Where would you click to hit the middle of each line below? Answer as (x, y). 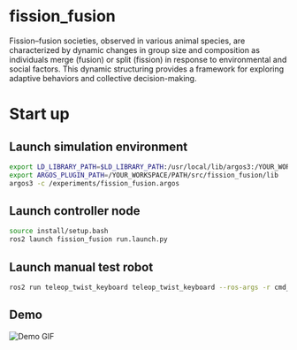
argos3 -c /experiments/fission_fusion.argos (94, 183)
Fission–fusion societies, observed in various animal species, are (127, 41)
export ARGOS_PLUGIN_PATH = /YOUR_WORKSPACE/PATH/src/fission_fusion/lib (144, 175)
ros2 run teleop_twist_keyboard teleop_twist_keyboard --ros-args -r (140, 287)
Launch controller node (75, 211)
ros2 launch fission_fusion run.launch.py (88, 240)
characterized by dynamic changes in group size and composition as (135, 49)
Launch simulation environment (99, 146)
